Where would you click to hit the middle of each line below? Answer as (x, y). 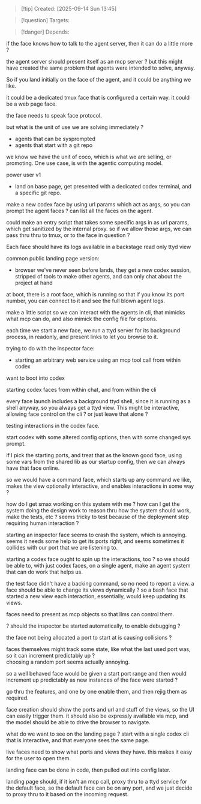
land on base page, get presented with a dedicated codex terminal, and (103, 186)
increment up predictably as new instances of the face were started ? (92, 680)
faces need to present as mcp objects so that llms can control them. (90, 614)
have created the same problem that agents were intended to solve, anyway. (100, 68)
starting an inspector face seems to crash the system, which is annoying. (97, 535)
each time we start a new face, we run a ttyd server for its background (93, 330)
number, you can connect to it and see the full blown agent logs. (86, 301)
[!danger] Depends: (45, 32)
